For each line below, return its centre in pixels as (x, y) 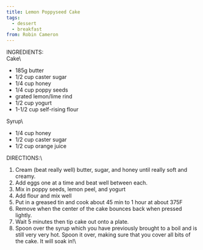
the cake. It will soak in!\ (45, 241)
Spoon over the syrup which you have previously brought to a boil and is (106, 228)
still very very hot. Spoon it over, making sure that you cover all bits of (103, 235)
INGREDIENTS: (25, 52)
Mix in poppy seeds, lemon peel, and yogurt (70, 189)
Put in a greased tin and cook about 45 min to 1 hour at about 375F (99, 202)
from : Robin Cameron (33, 35)
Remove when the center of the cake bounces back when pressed (98, 209)
